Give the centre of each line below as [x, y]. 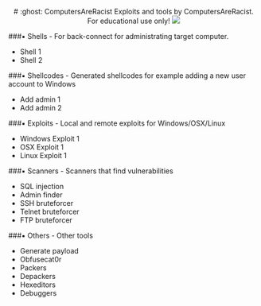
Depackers [37, 276]
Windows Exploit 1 [49, 139]
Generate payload [49, 251]
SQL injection [42, 186]
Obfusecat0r [41, 259]
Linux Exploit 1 [43, 155]
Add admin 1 [40, 99]
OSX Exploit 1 [41, 147]
